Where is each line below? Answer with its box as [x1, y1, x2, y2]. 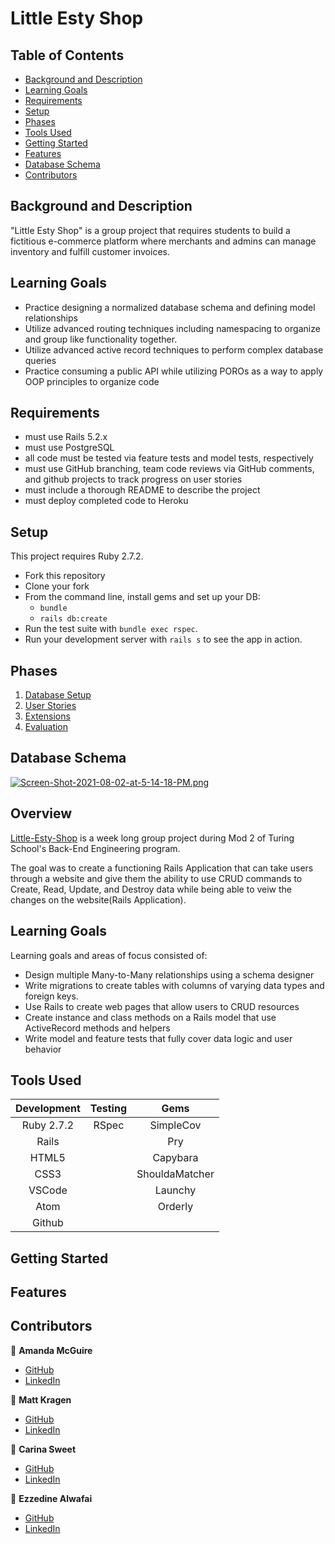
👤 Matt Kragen [10, 1393, 72, 1406]
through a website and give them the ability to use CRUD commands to [10, 872, 303, 884]
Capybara [152, 1151, 199, 1165]
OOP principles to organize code [24, 375, 160, 387]
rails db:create [39, 614, 108, 624]
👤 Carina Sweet [10, 1443, 77, 1455]
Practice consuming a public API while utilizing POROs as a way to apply [24, 365, 324, 377]
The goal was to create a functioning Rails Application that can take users [10, 862, 314, 874]
